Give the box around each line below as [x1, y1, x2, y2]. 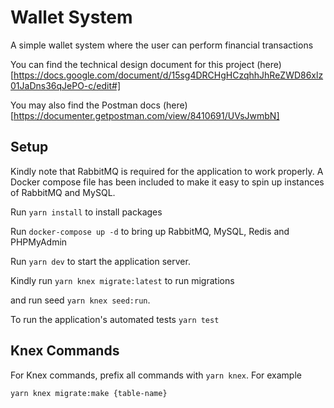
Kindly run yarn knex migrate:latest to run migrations [10, 274, 235, 286]
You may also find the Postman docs [10, 99, 161, 111]
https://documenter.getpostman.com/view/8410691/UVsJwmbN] [13, 109, 280, 121]
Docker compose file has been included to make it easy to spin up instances [10, 176, 325, 188]
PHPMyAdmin [10, 236, 68, 248]
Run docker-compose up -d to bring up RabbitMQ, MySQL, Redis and [10, 225, 290, 237]
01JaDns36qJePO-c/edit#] [10, 79, 122, 91]
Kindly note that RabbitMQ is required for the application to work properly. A [10, 165, 324, 177]
